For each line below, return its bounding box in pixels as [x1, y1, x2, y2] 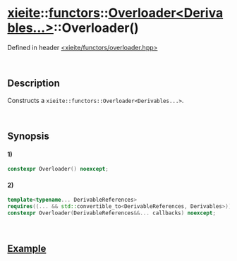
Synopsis [7, 130, 49, 142]
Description [7, 78, 60, 90]
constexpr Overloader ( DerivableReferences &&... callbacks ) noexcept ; [7, 210, 217, 217]
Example [7, 243, 47, 255]
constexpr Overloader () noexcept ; [7, 166, 109, 173]
